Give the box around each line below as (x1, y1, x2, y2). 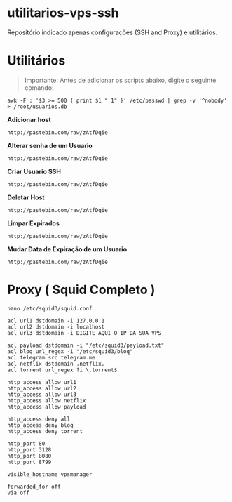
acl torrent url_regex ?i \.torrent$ (7, 366, 118, 374)
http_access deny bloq (7, 421, 74, 429)
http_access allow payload (7, 403, 86, 410)
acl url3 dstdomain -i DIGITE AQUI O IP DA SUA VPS (7, 329, 161, 336)
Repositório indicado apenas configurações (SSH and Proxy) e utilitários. (7, 28, 218, 37)
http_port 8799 (7, 458, 52, 465)
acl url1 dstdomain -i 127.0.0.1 (7, 317, 105, 324)
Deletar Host (7, 193, 45, 202)
